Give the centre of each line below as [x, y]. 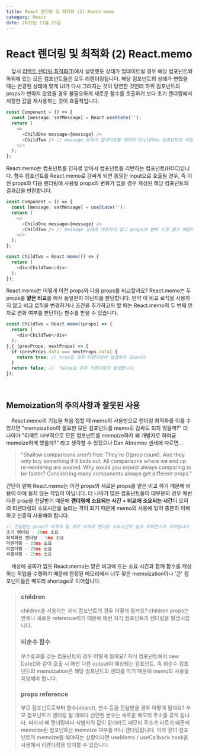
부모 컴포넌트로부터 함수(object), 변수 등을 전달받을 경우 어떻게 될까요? [102, 708]
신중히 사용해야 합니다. [43, 515]
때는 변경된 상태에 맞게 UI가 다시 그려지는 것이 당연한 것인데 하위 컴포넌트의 [93, 86]
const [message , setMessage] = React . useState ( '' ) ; [77, 118]
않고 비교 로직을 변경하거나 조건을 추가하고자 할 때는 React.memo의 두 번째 [99, 305]
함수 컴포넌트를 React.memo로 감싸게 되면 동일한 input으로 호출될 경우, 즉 [100, 176]
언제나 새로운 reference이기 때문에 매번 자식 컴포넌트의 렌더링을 [95, 618]
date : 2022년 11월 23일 [33, 23]
